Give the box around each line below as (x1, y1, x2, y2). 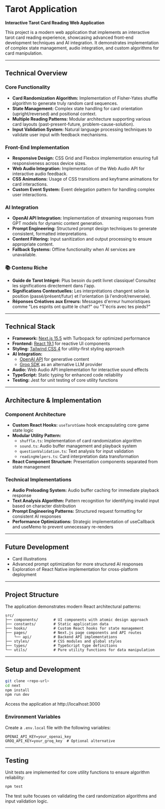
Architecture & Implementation (5, 396, 102, 404)
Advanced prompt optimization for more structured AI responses (12, 561, 143, 567)
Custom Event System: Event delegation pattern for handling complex (12, 186, 155, 192)
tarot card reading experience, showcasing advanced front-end (5, 34, 134, 40)
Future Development (5, 543, 69, 551)
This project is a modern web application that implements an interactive (5, 29, 150, 35)
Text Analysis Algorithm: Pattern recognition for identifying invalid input (12, 498, 160, 504)
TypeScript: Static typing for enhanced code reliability (12, 372, 123, 378)
